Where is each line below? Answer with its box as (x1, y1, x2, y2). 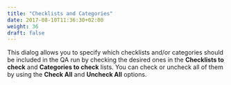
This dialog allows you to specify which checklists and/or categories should (7, 48, 224, 57)
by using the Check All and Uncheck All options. (7, 70, 147, 79)
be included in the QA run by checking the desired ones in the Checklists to (7, 56, 224, 64)
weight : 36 (7, 23, 39, 30)
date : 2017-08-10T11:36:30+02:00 (7, 17, 104, 23)
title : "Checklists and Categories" (7, 10, 113, 17)
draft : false (7, 29, 45, 37)
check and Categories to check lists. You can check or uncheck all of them (7, 63, 223, 71)
